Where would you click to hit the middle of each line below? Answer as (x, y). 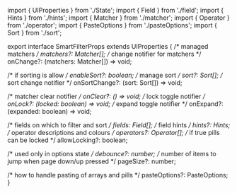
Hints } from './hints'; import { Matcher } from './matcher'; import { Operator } (118, 18)
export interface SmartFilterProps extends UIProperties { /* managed (108, 46)
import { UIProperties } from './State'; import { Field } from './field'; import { (116, 10)
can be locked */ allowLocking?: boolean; (68, 140)
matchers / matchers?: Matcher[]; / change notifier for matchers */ (104, 54)
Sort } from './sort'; (35, 33)
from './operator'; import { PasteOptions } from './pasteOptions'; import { (112, 25)
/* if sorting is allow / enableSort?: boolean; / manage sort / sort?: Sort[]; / (115, 75)
